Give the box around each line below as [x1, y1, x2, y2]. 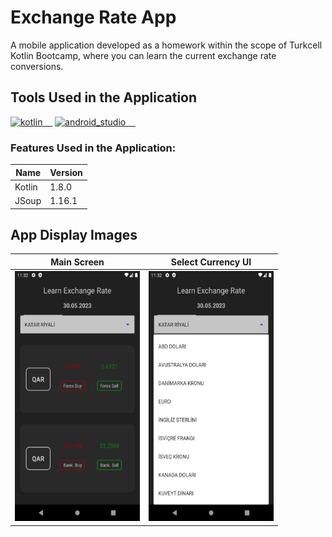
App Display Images [10, 226, 138, 243]
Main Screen [50, 256, 105, 268]
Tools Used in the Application [10, 89, 198, 106]
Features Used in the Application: [10, 141, 177, 155]
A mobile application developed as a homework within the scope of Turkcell [10, 39, 323, 51]
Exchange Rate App [10, 6, 177, 29]
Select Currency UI [170, 256, 252, 268]
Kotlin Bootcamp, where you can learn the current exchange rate [10, 49, 277, 61]
